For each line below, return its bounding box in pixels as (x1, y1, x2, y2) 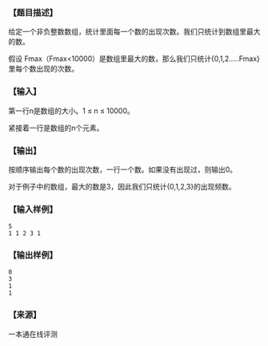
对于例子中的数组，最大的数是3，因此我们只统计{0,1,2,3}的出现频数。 (8, 181, 236, 191)
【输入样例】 (8, 203, 58, 214)
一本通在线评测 (8, 329, 58, 339)
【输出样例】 (8, 250, 58, 261)
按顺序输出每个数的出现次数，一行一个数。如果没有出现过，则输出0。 (8, 165, 238, 174)
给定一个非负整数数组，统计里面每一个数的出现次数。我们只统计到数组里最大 (8, 26, 261, 37)
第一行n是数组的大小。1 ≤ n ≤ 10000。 (8, 106, 134, 116)
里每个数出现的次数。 (8, 64, 78, 74)
